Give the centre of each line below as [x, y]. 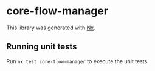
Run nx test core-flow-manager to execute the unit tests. [77, 61]
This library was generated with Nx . [51, 28]
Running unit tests [42, 47]
